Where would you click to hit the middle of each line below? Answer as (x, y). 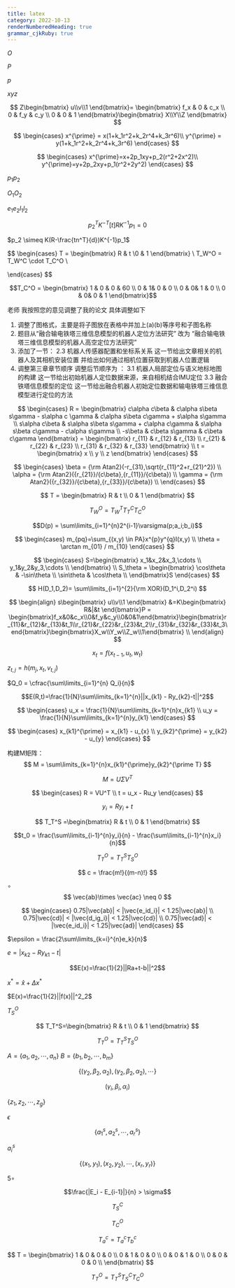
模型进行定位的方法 (45, 395)
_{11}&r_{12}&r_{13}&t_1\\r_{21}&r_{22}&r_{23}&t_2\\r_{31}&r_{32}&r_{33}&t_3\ (117, 624)
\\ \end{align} (205, 631)
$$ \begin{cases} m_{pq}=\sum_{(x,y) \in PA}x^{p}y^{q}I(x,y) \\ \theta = (117, 539)
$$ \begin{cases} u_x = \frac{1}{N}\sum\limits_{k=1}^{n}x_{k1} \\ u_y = (117, 710)
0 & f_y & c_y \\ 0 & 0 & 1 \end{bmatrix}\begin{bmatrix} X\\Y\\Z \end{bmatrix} (117, 115)
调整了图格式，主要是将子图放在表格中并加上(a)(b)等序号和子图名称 (114, 325)
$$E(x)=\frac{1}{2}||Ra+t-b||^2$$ (117, 967)
